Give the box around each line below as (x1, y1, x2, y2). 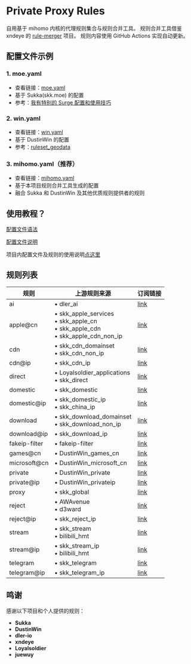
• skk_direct (54, 376, 88, 384)
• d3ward (54, 505, 82, 513)
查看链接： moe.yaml (14, 84, 66, 91)
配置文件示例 (6, 51, 54, 62)
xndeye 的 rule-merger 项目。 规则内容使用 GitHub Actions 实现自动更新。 (6, 32, 189, 39)
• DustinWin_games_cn (54, 449, 119, 457)
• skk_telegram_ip (54, 568, 105, 577)
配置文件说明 (6, 238, 38, 245)
